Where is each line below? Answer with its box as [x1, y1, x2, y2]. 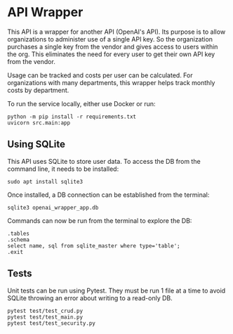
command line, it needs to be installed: [7, 165, 119, 173]
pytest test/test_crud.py [7, 307, 83, 314]
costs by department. [7, 86, 69, 94]
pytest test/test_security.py [7, 319, 96, 327]
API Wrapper [7, 4, 84, 20]
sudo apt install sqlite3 [7, 178, 83, 185]
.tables [7, 230, 30, 237]
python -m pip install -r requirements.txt [7, 113, 137, 120]
